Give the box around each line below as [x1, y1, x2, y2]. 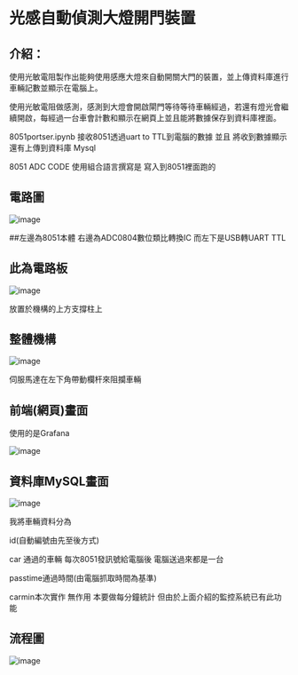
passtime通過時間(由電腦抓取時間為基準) [9, 573, 157, 584]
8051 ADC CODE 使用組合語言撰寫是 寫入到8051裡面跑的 [9, 162, 216, 171]
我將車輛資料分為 [9, 516, 72, 527]
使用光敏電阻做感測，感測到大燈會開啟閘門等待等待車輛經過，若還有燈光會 [9, 101, 281, 112]
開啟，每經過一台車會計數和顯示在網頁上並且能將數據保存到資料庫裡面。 [16, 113, 281, 123]
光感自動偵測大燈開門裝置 [9, 8, 197, 28]
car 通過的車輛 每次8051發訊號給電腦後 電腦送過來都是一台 [9, 554, 224, 565]
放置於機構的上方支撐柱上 [9, 303, 103, 314]
